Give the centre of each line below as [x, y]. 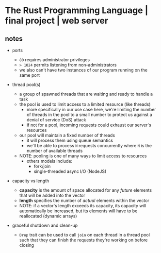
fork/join [42, 166]
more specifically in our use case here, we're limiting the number [91, 110]
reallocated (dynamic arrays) [48, 216]
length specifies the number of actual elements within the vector [84, 201]
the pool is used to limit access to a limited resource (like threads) [85, 104]
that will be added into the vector [52, 195]
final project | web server [57, 21]
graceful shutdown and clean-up [45, 225]
